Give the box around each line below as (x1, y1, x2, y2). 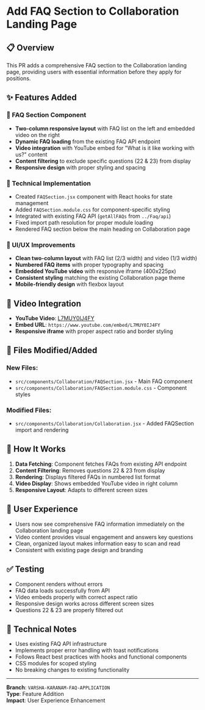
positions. (6, 75, 31, 82)
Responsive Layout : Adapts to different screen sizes (15, 486, 148, 493)
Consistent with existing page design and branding (15, 546, 143, 553)
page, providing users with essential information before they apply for (6, 69, 182, 75)
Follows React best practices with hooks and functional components (15, 653, 187, 660)
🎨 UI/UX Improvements (6, 241, 76, 249)
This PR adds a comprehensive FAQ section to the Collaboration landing (6, 62, 187, 69)
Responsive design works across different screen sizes (15, 600, 154, 607)
